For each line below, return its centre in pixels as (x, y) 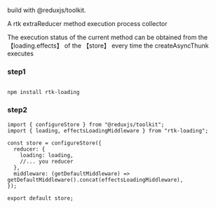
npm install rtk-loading (43, 93)
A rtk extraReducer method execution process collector (87, 23)
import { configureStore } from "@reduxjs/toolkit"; (86, 124)
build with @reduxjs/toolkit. (47, 10)
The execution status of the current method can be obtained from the (108, 37)
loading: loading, (47, 155)
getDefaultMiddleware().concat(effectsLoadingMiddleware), (95, 180)
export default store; (40, 198)
